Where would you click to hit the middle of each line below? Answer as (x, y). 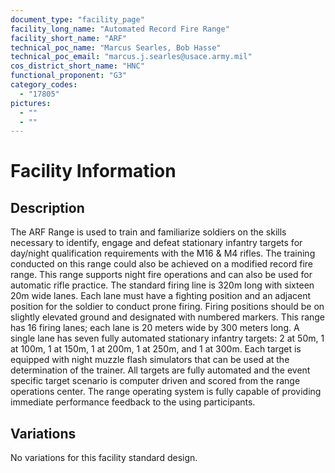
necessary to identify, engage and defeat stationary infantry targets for (156, 243)
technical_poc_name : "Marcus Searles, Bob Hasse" (116, 47)
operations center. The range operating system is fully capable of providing (166, 392)
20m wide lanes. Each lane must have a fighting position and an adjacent (161, 296)
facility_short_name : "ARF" (69, 38)
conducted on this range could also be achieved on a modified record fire (161, 264)
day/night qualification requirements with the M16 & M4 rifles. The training (163, 253)
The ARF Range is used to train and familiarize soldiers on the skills (148, 232)
